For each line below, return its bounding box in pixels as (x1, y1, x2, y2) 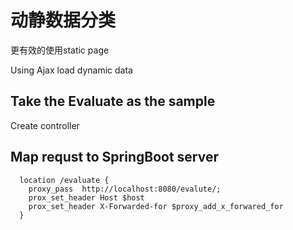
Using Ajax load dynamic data (10, 64, 133, 76)
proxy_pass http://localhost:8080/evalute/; (28, 184, 222, 194)
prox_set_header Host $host (28, 192, 145, 203)
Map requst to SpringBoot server (10, 149, 219, 166)
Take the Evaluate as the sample (10, 93, 216, 110)
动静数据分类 (10, 9, 117, 32)
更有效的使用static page (10, 44, 110, 56)
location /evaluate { (19, 175, 110, 185)
